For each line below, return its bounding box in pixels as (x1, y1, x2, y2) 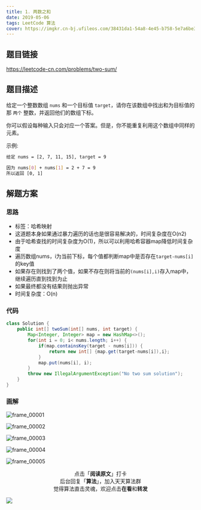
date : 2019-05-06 (6, 14, 50, 20)
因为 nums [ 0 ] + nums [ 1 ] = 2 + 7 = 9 (6, 164, 96, 171)
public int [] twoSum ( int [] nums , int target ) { (17, 326, 138, 332)
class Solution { (6, 320, 50, 327)
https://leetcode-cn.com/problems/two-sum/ (6, 65, 117, 73)
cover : (6, 25, 23, 32)
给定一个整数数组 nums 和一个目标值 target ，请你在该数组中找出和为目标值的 (6, 101, 195, 109)
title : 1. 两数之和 (6, 8, 51, 15)
